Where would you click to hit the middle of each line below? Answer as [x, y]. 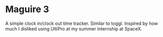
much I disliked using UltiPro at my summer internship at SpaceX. [74, 28]
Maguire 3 [27, 9]
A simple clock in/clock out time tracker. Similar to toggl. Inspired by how [82, 23]
